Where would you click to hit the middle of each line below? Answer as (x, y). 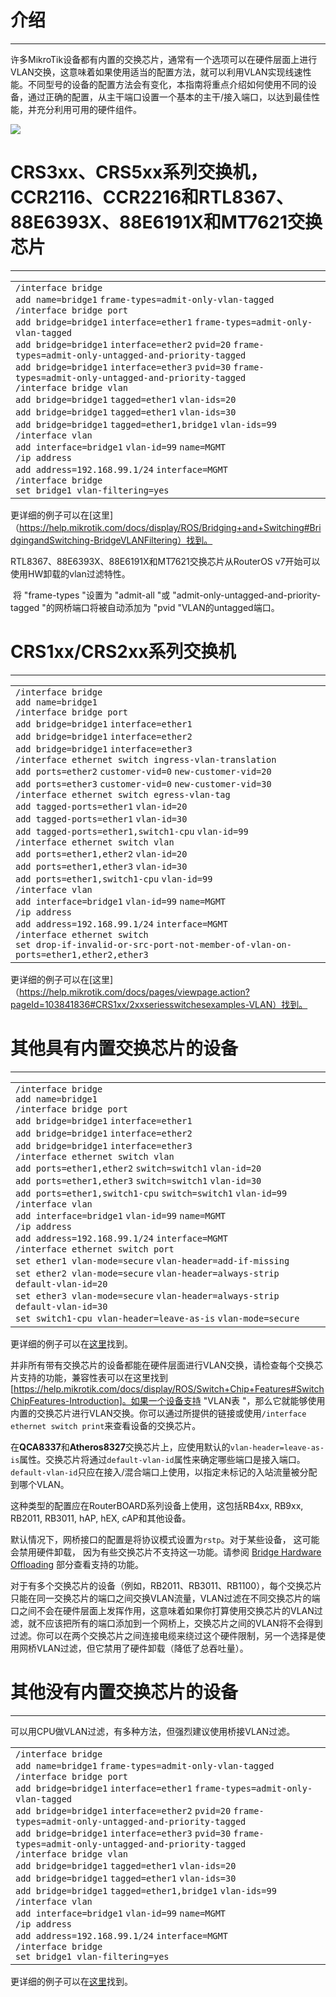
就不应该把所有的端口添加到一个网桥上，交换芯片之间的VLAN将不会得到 (175, 1623)
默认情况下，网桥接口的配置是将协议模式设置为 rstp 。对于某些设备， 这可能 (165, 1539)
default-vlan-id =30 (61, 1306)
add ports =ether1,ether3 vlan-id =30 (101, 866)
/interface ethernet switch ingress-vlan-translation (146, 759)
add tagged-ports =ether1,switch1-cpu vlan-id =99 (132, 831)
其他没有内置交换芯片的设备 (124, 1692)
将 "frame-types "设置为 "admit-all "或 (91, 595)
